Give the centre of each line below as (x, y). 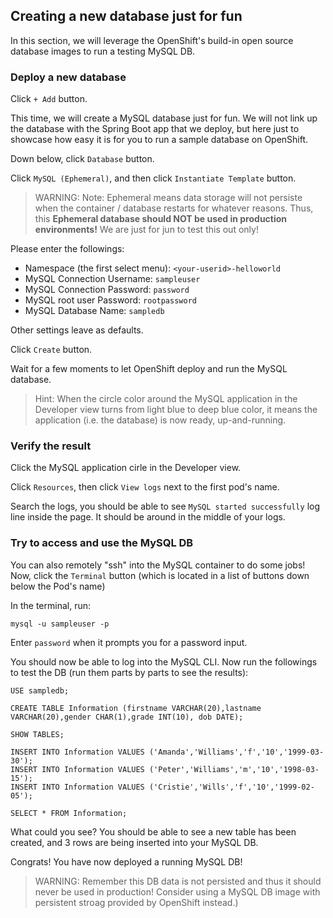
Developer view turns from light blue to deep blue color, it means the (176, 410)
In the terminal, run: (51, 605)
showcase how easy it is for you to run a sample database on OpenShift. (159, 140)
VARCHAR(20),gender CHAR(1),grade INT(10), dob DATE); (127, 717)
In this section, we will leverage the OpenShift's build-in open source (152, 40)
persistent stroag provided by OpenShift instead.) (136, 902)
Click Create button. (51, 350)
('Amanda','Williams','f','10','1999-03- (236, 752)
